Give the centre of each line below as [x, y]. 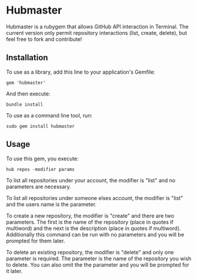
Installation [27, 58]
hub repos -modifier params [41, 169]
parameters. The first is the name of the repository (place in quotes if [90, 222]
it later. [14, 271]
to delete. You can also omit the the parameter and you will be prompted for [98, 265]
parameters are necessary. [39, 186]
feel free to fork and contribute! [44, 39]
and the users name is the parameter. [51, 204]
